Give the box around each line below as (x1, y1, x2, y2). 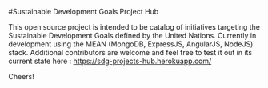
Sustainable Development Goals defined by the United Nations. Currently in (8, 31, 257, 40)
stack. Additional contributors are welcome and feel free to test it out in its (8, 48, 253, 57)
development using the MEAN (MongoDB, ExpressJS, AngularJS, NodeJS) (8, 39, 254, 49)
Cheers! (8, 72, 34, 81)
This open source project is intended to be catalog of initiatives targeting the (8, 22, 260, 31)
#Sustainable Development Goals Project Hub (8, 7, 159, 16)
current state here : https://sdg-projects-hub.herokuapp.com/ (8, 56, 212, 66)
